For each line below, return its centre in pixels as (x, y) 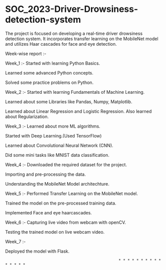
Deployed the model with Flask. (37, 251)
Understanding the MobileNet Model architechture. (57, 184)
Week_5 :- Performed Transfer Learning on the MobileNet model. (72, 193)
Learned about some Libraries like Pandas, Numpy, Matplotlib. (69, 101)
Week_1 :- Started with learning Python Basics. (53, 63)
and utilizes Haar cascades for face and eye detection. (61, 44)
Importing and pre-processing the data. (45, 174)
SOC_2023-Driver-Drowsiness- (72, 9)
